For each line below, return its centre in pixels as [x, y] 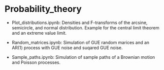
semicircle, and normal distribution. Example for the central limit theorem [85, 27]
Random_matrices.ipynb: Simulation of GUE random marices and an [81, 42]
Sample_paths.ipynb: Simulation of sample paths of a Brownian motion [83, 57]
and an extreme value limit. [39, 33]
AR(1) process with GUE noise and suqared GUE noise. [67, 47]
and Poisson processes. [36, 62]
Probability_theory [43, 9]
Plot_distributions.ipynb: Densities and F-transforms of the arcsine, [80, 23]
